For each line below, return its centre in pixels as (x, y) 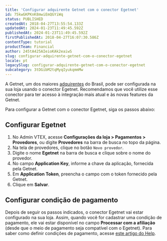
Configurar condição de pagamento (62, 200)
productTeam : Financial (30, 47)
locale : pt (16, 61)
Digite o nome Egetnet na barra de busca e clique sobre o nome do (81, 153)
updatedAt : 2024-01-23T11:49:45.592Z (44, 28)
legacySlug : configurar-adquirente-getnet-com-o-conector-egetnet (75, 65)
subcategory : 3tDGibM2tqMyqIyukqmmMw (44, 70)
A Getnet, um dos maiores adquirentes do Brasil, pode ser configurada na (81, 84)
